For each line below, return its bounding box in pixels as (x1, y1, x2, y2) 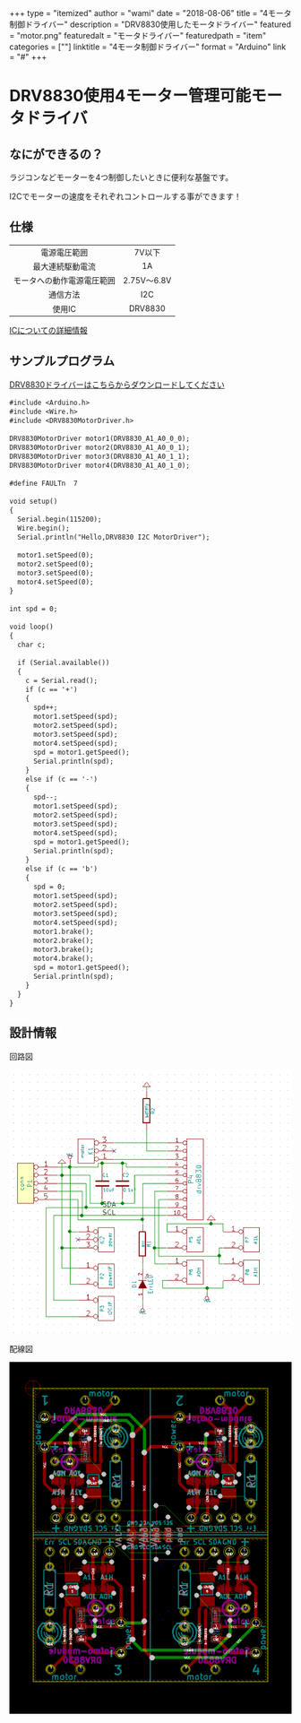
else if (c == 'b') (25, 864, 99, 873)
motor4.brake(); (32, 954, 94, 963)
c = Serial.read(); (25, 676, 99, 685)
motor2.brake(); (32, 936, 94, 945)
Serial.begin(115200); (17, 515, 102, 524)
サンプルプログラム (9, 353, 115, 369)
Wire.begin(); (17, 524, 70, 532)
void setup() (9, 497, 58, 506)
